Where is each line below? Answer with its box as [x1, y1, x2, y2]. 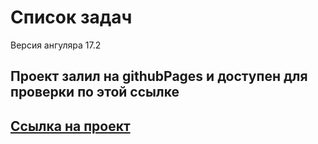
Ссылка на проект [10, 117, 131, 135]
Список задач [10, 6, 133, 29]
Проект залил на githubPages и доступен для [10, 68, 308, 85]
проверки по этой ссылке [10, 84, 180, 101]
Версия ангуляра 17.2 [10, 39, 102, 51]
